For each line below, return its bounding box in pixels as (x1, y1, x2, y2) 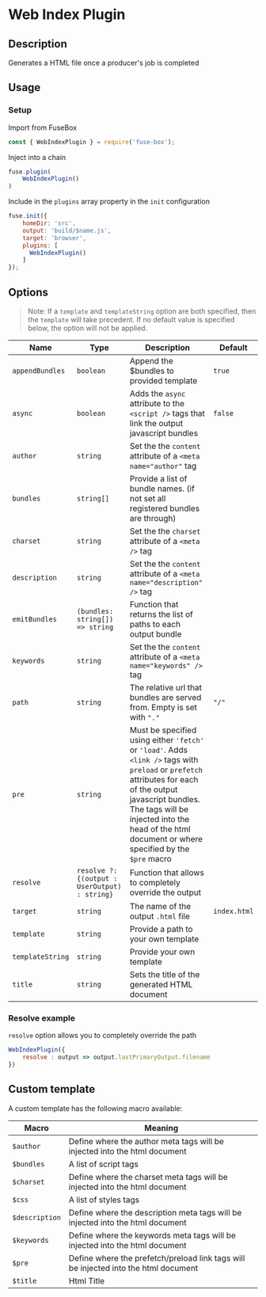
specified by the (129, 843, 190, 854)
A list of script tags (68, 1158, 139, 1170)
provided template (129, 375, 198, 386)
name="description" (129, 578, 203, 587)
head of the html (129, 823, 192, 835)
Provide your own (129, 946, 196, 957)
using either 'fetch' (129, 735, 204, 745)
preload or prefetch (129, 764, 203, 775)
